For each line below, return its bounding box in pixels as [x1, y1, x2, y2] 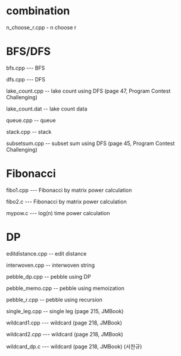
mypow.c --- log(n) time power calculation [6, 209, 110, 216]
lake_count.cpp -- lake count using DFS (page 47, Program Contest [6, 87, 171, 94]
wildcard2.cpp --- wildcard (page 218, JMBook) [6, 330, 123, 338]
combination [6, 4, 70, 18]
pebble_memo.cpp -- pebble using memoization [6, 284, 125, 292]
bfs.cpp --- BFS [6, 64, 45, 71]
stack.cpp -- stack [6, 128, 52, 135]
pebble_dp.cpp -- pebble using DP [6, 273, 91, 280]
